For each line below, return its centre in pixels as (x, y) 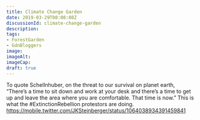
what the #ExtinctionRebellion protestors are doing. (70, 104)
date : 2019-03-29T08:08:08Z (42, 17)
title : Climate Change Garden (44, 12)
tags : (13, 34)
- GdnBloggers (24, 46)
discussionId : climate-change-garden (54, 23)
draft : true (21, 68)
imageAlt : (19, 57)
